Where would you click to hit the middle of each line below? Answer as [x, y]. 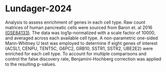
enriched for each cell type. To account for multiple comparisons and [76, 54]
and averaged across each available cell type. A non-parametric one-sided [82, 38]
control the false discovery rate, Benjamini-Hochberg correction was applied [83, 59]
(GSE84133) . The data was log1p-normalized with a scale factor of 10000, [81, 33]
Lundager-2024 [38, 9]
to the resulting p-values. [31, 64]
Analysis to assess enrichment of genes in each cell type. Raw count [75, 22]
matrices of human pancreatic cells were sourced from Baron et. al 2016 [79, 27]
